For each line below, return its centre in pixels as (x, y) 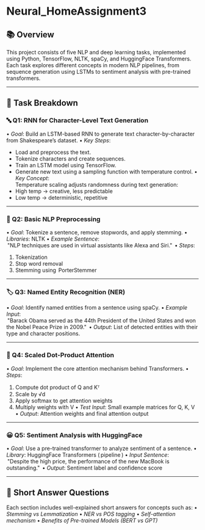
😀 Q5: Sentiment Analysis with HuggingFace (74, 435)
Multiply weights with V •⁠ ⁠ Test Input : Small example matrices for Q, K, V (105, 407)
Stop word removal (39, 263)
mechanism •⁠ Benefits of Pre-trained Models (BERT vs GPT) (82, 520)
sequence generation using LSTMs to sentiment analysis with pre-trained (99, 72)
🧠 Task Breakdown (42, 103)
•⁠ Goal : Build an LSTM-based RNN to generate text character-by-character (101, 134)
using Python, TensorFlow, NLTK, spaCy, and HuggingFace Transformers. (99, 59)
